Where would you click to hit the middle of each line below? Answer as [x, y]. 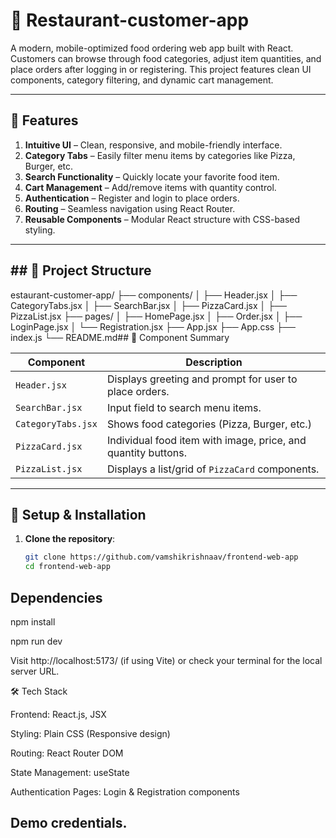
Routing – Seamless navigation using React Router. [130, 208]
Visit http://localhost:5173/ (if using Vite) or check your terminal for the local [166, 660]
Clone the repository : [70, 539]
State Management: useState [70, 772]
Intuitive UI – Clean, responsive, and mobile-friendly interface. [153, 145]
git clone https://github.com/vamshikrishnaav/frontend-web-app [161, 557]
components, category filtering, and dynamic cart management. [142, 80]
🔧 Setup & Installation [78, 514]
